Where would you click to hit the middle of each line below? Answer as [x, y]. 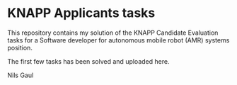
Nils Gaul [21, 75]
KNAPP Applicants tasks [81, 13]
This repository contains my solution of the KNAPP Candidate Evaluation [113, 33]
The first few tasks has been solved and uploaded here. [88, 61]
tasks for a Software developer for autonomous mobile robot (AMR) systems [118, 40]
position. [20, 47]
